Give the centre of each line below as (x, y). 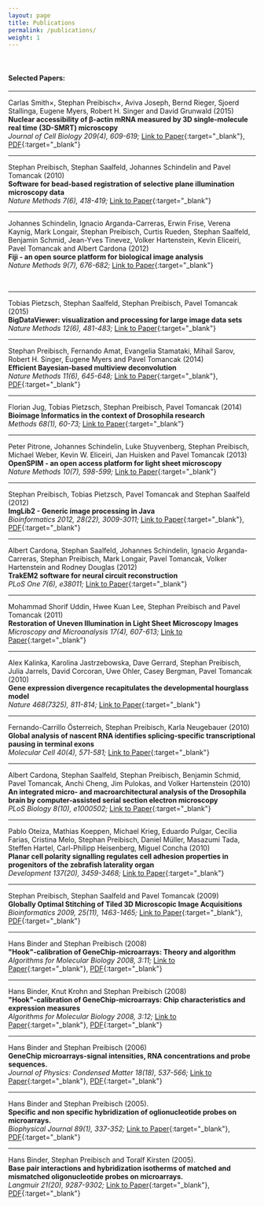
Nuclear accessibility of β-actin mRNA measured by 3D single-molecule (128, 120)
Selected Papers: (37, 78)
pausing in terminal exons (51, 744)
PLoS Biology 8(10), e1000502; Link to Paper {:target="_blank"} (110, 809)
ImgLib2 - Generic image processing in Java (82, 511)
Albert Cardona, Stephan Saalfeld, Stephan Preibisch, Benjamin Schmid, (125, 775)
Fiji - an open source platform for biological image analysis (106, 257)
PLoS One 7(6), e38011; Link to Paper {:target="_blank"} (98, 584)
